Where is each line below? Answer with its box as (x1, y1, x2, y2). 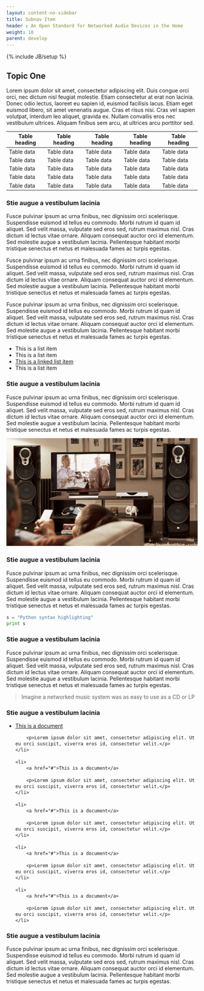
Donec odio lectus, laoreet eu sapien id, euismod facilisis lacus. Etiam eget (6, 99, 193, 107)
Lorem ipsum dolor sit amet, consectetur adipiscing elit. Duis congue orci (6, 86, 189, 94)
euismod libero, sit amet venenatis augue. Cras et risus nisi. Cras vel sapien (6, 106, 195, 113)
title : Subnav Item (6, 16, 56, 23)
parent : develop (6, 35, 47, 42)
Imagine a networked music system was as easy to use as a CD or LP (21, 693, 195, 700)
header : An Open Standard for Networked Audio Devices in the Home (6, 23, 183, 29)
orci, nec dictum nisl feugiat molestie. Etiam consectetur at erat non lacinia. (6, 93, 194, 101)
